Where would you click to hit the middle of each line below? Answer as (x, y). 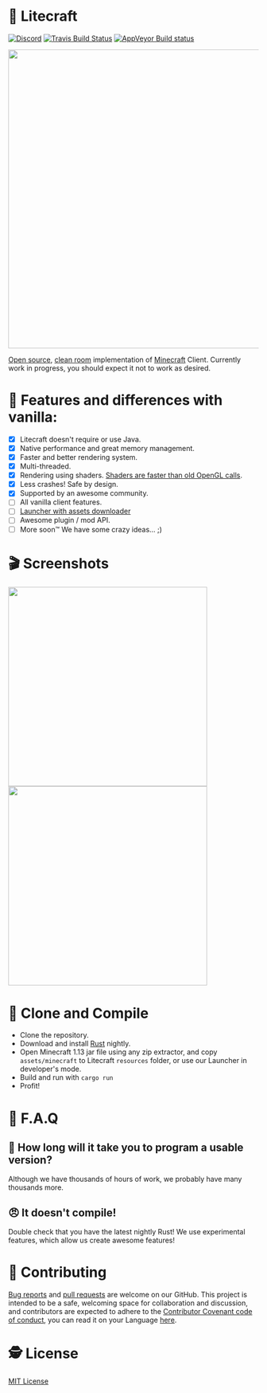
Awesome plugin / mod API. (65, 520)
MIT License (29, 1381)
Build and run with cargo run (66, 1077)
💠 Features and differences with (116, 400)
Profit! (30, 1086)
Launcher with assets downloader (75, 511)
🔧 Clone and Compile (79, 1013)
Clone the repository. (54, 1035)
